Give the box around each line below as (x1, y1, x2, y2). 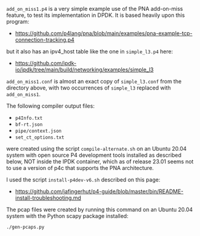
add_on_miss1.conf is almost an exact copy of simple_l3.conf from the (6, 78, 182, 85)
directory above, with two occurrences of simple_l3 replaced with (6, 84, 171, 91)
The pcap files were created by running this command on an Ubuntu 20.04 (6, 206, 193, 213)
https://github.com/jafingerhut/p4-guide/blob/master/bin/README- (15, 188, 184, 195)
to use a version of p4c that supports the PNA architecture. (6, 165, 154, 171)
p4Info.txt (15, 115, 43, 121)
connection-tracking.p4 (15, 36, 75, 43)
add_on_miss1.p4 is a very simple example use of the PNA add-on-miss (6, 5, 183, 12)
